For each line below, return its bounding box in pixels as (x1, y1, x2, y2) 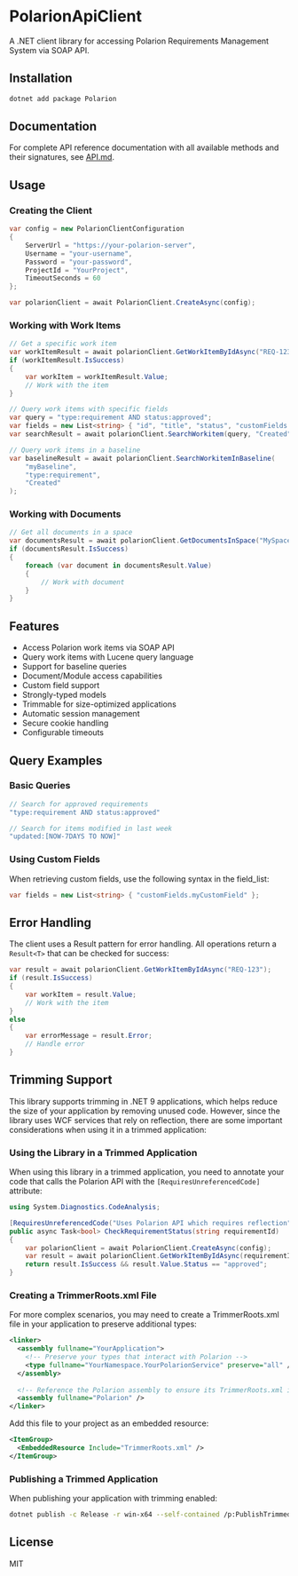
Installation (9, 71, 73, 86)
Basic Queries (9, 780, 71, 792)
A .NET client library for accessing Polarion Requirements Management (9, 36, 269, 46)
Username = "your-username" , (25, 249, 133, 258)
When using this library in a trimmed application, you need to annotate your (9, 1167, 285, 1177)
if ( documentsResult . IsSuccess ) (9, 544, 129, 554)
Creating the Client (9, 204, 93, 217)
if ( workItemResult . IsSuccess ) (9, 356, 125, 365)
